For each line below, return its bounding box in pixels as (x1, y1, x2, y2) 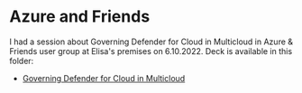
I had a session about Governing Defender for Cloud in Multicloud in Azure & (9, 36, 294, 47)
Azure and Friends (9, 6, 151, 27)
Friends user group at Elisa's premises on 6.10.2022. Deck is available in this (9, 45, 293, 56)
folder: (9, 55, 34, 66)
